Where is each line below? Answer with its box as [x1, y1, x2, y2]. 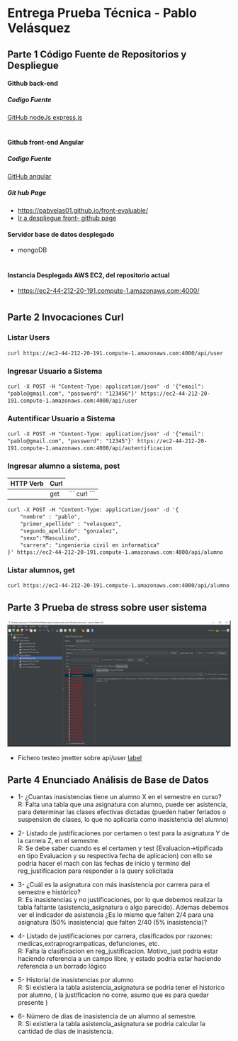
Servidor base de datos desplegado [7, 230, 115, 238]
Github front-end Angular [7, 138, 84, 147]
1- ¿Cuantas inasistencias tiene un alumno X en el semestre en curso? [17, 793, 222, 801]
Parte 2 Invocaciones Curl [7, 311, 124, 323]
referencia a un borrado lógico [17, 962, 107, 971]
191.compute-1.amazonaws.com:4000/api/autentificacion [7, 445, 173, 452]
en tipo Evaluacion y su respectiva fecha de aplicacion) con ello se [17, 852, 212, 860]
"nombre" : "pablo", [20, 513, 81, 520]
